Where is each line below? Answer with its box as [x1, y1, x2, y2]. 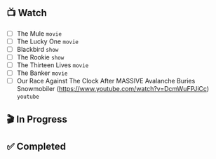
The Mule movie [16, 29, 62, 38]
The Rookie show [16, 53, 65, 61]
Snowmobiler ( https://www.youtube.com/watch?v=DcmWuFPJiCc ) [16, 85, 210, 93]
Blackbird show [16, 45, 59, 53]
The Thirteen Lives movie [16, 61, 89, 69]
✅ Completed [6, 141, 66, 153]
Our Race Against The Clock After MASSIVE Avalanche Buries [16, 77, 196, 85]
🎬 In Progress [6, 113, 68, 125]
